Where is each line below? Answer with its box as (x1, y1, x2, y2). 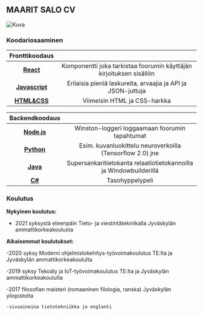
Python (24, 145, 46, 153)
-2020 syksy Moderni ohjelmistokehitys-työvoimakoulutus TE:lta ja (6, 250, 173, 257)
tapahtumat (114, 132, 147, 140)
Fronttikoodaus (9, 51, 54, 60)
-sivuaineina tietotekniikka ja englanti (6, 304, 112, 310)
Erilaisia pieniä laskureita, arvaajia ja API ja (66, 79, 187, 88)
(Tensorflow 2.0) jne (100, 149, 159, 158)
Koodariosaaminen (6, 36, 63, 44)
